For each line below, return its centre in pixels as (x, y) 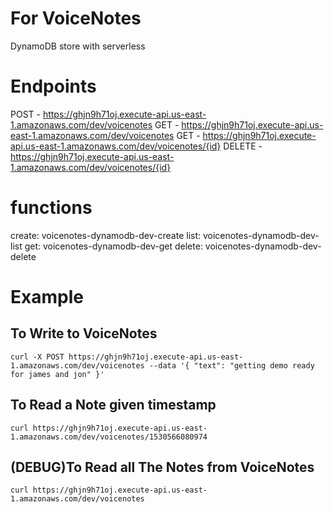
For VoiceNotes (76, 18)
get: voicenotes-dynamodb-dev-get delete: (113, 246)
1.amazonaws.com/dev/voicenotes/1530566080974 (109, 437)
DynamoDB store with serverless (78, 46)
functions (51, 208)
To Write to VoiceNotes (84, 333)
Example (47, 297)
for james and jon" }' (57, 374)
